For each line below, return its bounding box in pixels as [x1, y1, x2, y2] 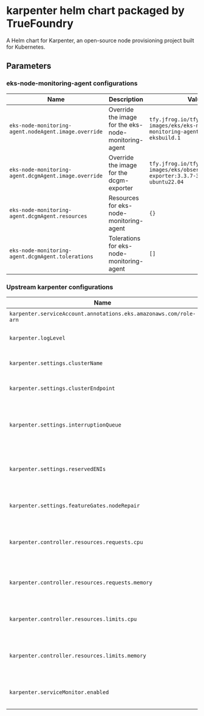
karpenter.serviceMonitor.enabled [9, 689, 109, 695]
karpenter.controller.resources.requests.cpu [9, 539, 143, 545]
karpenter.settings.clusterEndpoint [9, 385, 115, 392]
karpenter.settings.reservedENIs [9, 466, 106, 472]
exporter [108, 183, 134, 192]
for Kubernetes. [6, 43, 46, 51]
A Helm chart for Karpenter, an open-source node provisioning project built [6, 37, 194, 44]
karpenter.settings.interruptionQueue [9, 421, 121, 428]
